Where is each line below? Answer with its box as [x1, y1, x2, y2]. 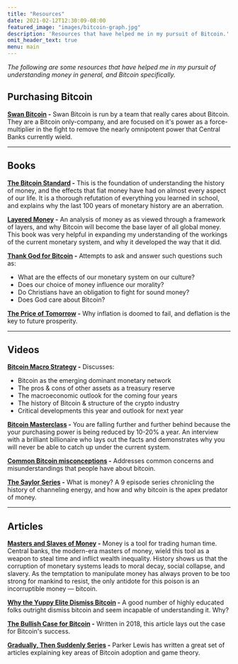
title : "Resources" [7, 10, 65, 18]
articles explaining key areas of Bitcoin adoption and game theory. [7, 648, 200, 657]
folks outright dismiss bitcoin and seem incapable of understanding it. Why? [7, 606, 229, 614]
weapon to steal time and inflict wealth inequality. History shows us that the [7, 555, 228, 563]
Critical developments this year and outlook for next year [17, 406, 184, 415]
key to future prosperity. [7, 317, 78, 325]
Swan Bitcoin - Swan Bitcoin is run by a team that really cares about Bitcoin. [7, 109, 230, 118]
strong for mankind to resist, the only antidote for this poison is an [7, 577, 200, 586]
